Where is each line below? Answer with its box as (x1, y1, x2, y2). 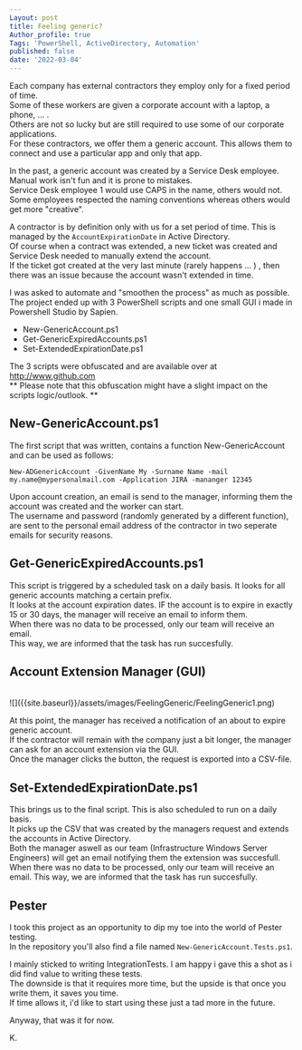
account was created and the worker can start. (9, 501, 184, 511)
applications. (9, 129, 57, 139)
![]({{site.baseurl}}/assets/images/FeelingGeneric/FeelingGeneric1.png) (9, 697, 276, 708)
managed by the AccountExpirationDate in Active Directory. (9, 231, 231, 241)
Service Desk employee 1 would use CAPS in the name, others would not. (9, 185, 283, 195)
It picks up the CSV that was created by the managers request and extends (9, 823, 289, 834)
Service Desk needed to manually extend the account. (9, 250, 212, 261)
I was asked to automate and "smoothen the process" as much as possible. (9, 287, 290, 297)
